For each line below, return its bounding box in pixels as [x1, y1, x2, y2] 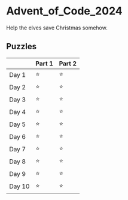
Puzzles [6, 41, 37, 52]
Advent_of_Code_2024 [6, 4, 123, 18]
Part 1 [35, 59, 54, 67]
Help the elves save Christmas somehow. [6, 24, 108, 31]
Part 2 [59, 59, 77, 67]
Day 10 [9, 182, 30, 190]
